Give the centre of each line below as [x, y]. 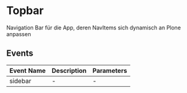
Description [69, 70]
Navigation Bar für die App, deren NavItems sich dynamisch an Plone [93, 28]
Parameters [110, 70]
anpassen [19, 34]
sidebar [21, 81]
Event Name [28, 70]
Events [20, 54]
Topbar [25, 11]
